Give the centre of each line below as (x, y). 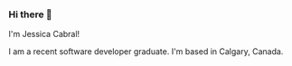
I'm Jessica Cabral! (44, 34)
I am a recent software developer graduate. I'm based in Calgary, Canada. (146, 52)
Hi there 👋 (31, 14)
